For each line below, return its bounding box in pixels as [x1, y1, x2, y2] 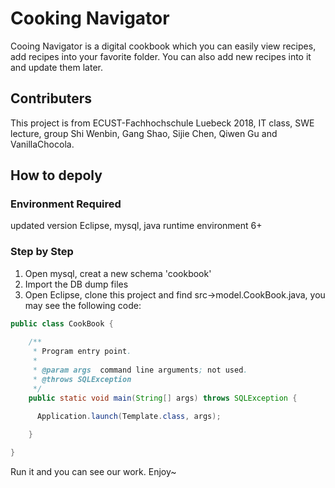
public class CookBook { [10, 318, 114, 329]
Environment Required [10, 197, 122, 211]
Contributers [10, 90, 93, 107]
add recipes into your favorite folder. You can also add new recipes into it [10, 50, 312, 62]
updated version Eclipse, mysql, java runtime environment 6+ [10, 220, 263, 232]
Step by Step [10, 245, 74, 259]
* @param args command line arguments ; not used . [32, 365, 248, 376]
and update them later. [10, 61, 103, 73]
